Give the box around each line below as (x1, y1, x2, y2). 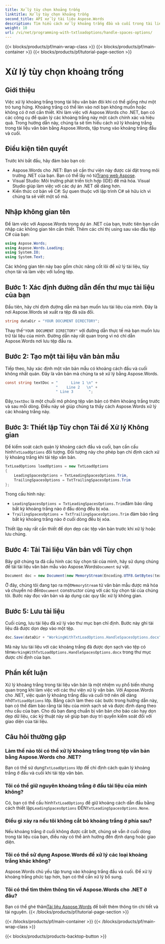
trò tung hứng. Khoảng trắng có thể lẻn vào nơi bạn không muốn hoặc (5, 104, 146, 110)
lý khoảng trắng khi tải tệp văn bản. (5, 454, 77, 460)
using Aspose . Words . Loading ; (5, 245, 65, 251)
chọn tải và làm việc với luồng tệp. (5, 269, 75, 275)
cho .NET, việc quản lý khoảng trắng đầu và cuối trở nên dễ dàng (5, 692, 137, 698)
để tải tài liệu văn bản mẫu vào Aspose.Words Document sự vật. (5, 564, 130, 570)
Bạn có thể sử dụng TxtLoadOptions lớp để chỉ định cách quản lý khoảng (5, 765, 150, 771)
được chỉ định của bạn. (5, 654, 52, 660)
